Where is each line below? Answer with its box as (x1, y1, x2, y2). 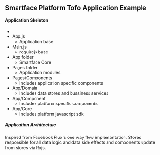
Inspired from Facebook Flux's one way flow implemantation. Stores (5, 134, 142, 140)
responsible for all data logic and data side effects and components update (5, 139, 156, 145)
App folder (12, 54, 34, 60)
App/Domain (12, 85, 37, 91)
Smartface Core (19, 59, 52, 65)
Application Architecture (5, 122, 56, 128)
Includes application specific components (19, 80, 103, 86)
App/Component (12, 95, 46, 101)
